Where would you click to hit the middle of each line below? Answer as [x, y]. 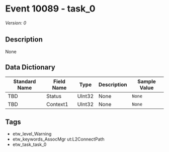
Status [54, 96]
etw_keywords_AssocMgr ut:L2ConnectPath [58, 139]
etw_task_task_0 [29, 144]
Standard [25, 81]
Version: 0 [16, 22]
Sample [147, 81]
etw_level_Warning [32, 134]
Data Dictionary [30, 67]
